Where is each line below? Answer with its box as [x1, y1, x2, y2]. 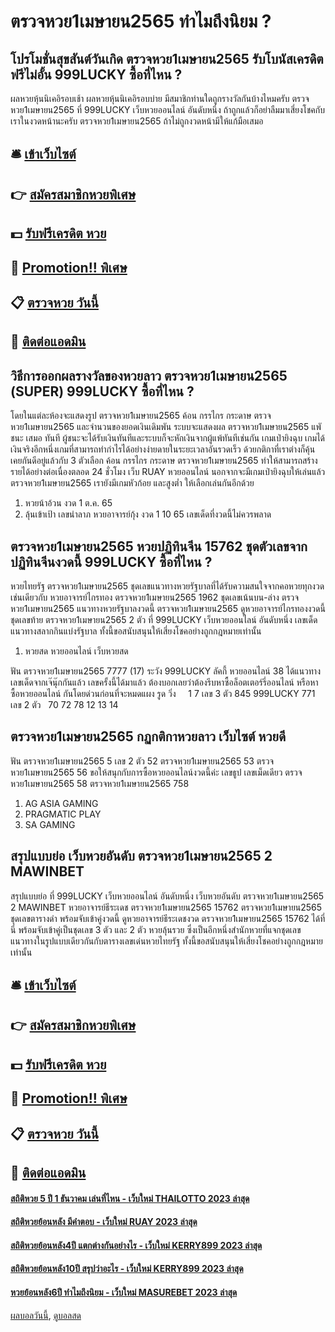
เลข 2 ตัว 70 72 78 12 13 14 [10, 698, 119, 710]
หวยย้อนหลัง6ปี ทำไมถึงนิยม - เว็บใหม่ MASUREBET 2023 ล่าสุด [10, 1286, 238, 1298]
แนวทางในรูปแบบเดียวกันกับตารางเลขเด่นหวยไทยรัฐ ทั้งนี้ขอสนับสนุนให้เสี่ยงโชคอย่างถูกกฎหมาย [10, 935, 323, 947]
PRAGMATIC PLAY [24, 808, 102, 820]
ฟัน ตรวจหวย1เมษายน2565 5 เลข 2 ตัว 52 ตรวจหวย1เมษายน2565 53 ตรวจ [10, 755, 275, 767]
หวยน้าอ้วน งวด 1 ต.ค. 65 [24, 497, 113, 509]
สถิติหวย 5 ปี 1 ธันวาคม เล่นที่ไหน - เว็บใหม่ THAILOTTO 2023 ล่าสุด [10, 1192, 250, 1204]
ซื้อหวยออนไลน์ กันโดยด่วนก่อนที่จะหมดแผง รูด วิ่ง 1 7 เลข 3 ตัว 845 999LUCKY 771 [10, 687, 316, 699]
